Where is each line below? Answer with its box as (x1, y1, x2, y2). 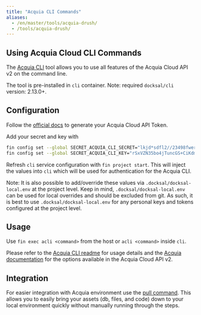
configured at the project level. (6, 205, 82, 212)
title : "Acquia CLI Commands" (6, 8, 82, 15)
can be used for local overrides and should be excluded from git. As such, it (6, 191, 193, 199)
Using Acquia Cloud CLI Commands (6, 47, 142, 58)
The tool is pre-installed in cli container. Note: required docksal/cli (6, 82, 174, 89)
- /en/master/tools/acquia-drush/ (11, 20, 98, 26)
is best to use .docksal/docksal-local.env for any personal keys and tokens (6, 198, 194, 205)
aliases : (6, 14, 28, 20)
